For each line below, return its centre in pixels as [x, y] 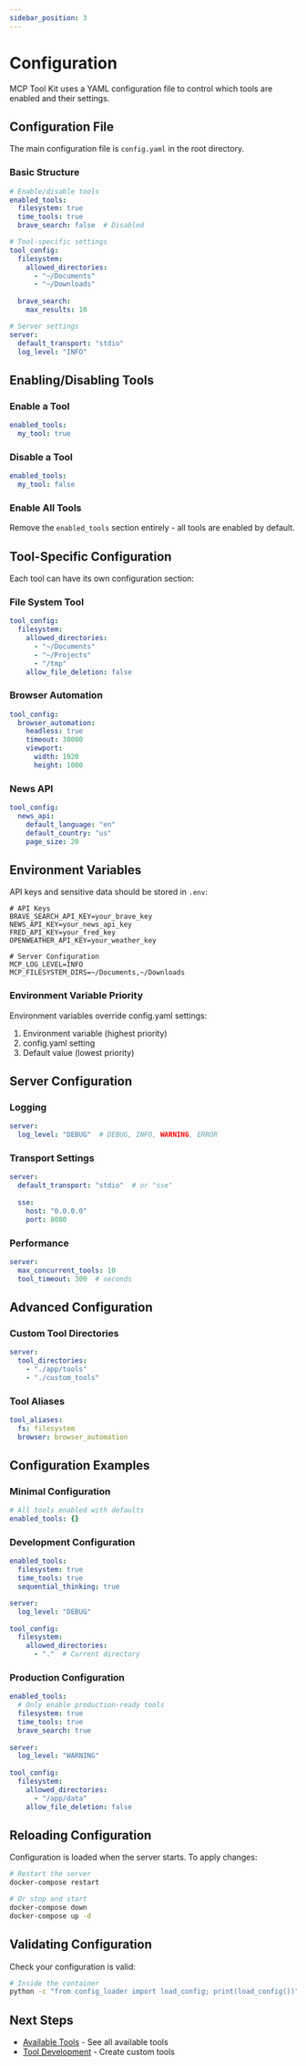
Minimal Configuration [60, 1492]
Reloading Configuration [81, 1835]
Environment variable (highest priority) [95, 1033]
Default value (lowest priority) [78, 1052]
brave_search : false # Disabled [81, 226]
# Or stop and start [49, 1899]
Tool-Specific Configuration [91, 557]
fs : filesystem [46, 1428]
